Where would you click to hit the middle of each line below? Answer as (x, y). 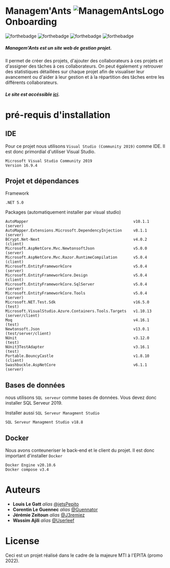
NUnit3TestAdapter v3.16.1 (77, 347)
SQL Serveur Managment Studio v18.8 (44, 423)
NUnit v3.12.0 (77, 338)
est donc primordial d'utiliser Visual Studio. (51, 152)
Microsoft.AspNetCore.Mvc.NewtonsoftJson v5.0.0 (76, 248)
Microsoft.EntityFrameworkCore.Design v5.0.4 (76, 276)
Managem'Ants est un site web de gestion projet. (59, 48)
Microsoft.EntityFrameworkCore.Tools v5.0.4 (76, 293)
